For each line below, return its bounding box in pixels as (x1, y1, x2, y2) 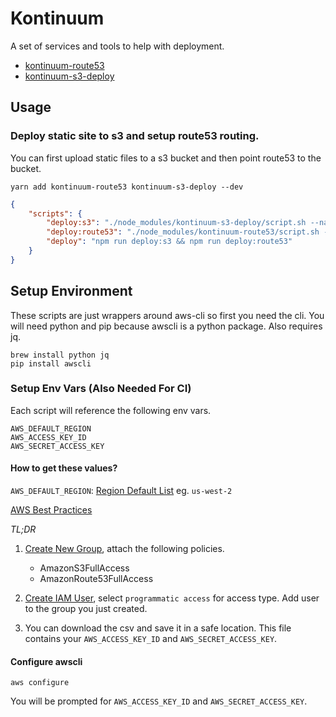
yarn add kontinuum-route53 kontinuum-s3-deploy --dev (10, 182, 244, 192)
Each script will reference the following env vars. (10, 404, 212, 416)
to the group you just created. (24, 603, 148, 615)
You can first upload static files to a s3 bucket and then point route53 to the (10, 152, 322, 164)
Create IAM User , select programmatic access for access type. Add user (24, 592, 320, 604)
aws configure (10, 678, 70, 688)
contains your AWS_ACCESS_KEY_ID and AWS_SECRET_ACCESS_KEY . (24, 633, 278, 645)
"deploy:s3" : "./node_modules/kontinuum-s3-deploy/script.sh (46, 218, 307, 228)
